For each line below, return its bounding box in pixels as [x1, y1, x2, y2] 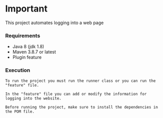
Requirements [5, 32, 41, 39]
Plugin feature [12, 54, 42, 60]
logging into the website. [5, 96, 62, 101]
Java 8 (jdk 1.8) [12, 44, 44, 50]
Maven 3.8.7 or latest [12, 49, 56, 55]
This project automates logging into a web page [5, 20, 104, 26]
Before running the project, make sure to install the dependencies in [5, 104, 158, 109]
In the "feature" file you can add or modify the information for [5, 91, 147, 96]
